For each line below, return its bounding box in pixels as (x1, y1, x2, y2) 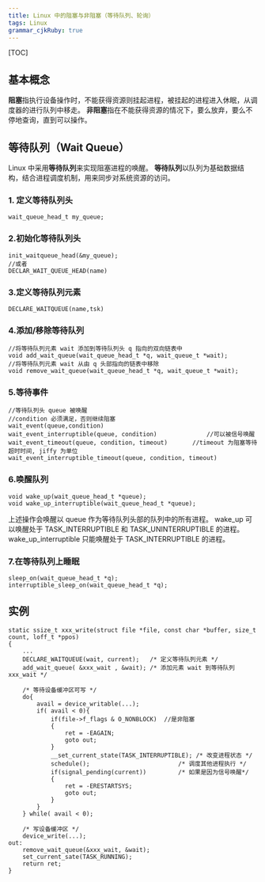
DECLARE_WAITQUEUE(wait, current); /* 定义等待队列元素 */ (22, 655, 219, 663)
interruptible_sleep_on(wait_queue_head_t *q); (8, 581, 168, 590)
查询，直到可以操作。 (21, 116, 92, 125)
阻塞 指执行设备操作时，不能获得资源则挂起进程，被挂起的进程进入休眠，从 (8, 96, 251, 105)
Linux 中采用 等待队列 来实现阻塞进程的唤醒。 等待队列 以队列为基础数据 (8, 163, 238, 173)
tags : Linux (8, 19, 47, 27)
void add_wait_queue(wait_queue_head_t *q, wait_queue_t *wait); (8, 352, 228, 360)
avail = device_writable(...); (36, 700, 140, 708)
